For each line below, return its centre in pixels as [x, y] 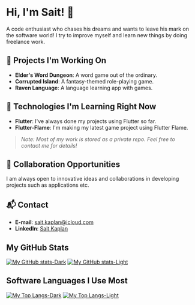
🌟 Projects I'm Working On [56, 60]
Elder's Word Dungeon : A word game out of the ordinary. [86, 75]
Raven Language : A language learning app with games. [84, 88]
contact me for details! [49, 145]
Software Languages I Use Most [67, 281]
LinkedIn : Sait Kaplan [41, 229]
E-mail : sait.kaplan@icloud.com [54, 222]
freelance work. [25, 41]
